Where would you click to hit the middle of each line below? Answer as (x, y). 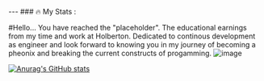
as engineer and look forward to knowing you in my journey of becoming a (132, 45)
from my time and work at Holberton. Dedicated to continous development (132, 36)
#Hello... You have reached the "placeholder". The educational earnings (128, 28)
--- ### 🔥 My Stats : (42, 12)
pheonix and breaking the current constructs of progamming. (110, 53)
